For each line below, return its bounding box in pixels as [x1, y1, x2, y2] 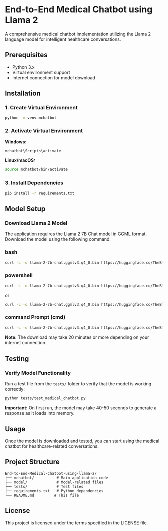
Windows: [5, 139, 27, 145]
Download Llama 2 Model [5, 219, 68, 226]
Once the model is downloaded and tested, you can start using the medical [5, 438, 160, 444]
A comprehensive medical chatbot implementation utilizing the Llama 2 [5, 31, 151, 37]
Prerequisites [5, 51, 48, 59]
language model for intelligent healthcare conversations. [5, 36, 121, 42]
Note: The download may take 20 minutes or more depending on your [5, 334, 149, 340]
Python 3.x [12, 64, 35, 70]
